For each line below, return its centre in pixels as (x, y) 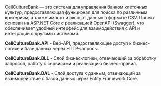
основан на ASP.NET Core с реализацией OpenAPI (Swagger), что (75, 23)
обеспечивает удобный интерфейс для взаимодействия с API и (73, 28)
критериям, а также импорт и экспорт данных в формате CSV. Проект (80, 18)
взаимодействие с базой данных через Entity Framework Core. (72, 78)
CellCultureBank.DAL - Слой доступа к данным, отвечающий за (73, 73)
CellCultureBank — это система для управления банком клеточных (76, 7)
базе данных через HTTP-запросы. (62, 48)
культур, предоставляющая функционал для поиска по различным (76, 12)
